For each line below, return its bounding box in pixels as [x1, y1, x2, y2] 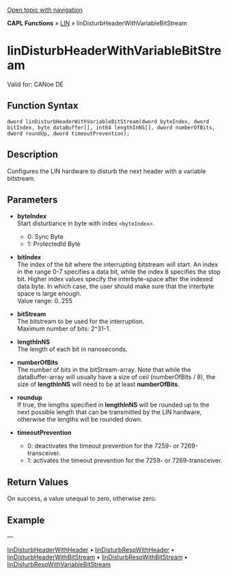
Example [7, 514, 45, 526]
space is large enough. [16, 290, 82, 298]
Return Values [7, 476, 69, 488]
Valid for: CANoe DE [7, 80, 64, 88]
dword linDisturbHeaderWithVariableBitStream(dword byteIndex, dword [7, 118, 210, 125]
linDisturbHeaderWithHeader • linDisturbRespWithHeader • [7, 546, 175, 554]
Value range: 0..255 [16, 297, 73, 305]
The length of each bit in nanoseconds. [16, 345, 128, 353]
